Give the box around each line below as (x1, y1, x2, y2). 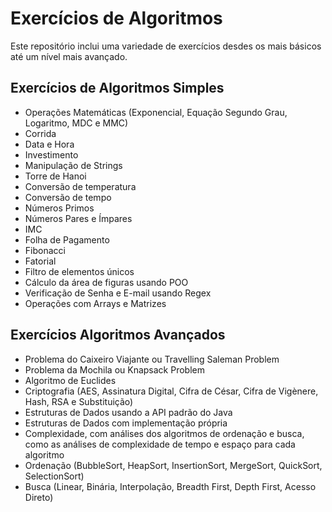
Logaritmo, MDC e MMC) (24, 117, 129, 129)
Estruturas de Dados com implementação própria (24, 417, 228, 429)
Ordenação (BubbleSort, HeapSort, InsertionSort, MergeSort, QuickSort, (24, 459, 323, 471)
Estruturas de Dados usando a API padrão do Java (24, 406, 233, 418)
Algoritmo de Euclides (24, 374, 117, 386)
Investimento (24, 148, 79, 161)
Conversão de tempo (24, 191, 112, 203)
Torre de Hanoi (24, 170, 87, 182)
